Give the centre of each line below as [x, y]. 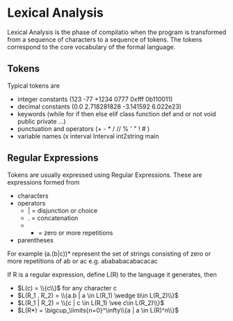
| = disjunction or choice [63, 210]
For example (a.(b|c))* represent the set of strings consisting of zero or [109, 253]
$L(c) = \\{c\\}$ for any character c [67, 288]
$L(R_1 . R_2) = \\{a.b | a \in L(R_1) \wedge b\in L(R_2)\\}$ [98, 295]
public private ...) [41, 121]
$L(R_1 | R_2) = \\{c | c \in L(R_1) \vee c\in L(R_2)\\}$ [91, 303]
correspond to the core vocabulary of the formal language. [91, 47]
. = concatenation [53, 218]
